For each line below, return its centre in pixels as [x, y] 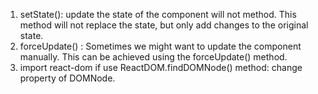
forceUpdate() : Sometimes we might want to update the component [160, 46]
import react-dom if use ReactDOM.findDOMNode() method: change [161, 67]
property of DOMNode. [67, 78]
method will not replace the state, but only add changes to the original [164, 25]
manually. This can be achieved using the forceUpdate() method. [153, 57]
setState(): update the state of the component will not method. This [158, 14]
